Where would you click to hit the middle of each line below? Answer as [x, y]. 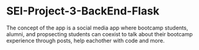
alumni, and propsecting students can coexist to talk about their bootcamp [100, 34]
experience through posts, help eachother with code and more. [86, 40]
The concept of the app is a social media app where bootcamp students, [97, 28]
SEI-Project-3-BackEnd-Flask [83, 11]
